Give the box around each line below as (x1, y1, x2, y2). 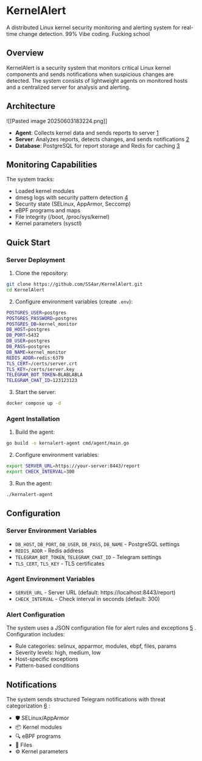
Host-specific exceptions (15, 655, 78, 663)
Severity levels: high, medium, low (15, 649, 102, 656)
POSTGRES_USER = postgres (6, 310, 67, 316)
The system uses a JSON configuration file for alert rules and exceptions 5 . (6, 624, 197, 631)
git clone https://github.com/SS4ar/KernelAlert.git (6, 281, 143, 288)
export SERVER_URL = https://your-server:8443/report (6, 463, 140, 469)
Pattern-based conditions (15, 662, 80, 669)
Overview (6, 48, 44, 58)
